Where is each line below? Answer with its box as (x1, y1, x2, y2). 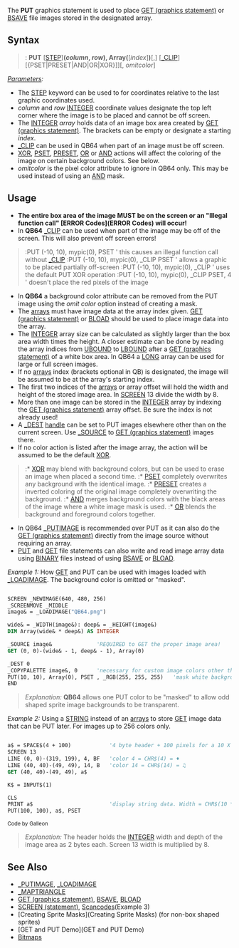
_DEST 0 (7, 660, 31, 667)
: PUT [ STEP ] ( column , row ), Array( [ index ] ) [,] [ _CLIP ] (24, 53, 180, 61)
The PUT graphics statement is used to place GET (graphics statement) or (7, 6, 225, 14)
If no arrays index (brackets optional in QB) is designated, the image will (17, 367, 229, 376)
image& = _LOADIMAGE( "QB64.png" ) (7, 608, 107, 615)
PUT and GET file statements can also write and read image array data (17, 546, 225, 555)
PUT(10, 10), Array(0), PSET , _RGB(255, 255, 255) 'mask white (7, 673, 208, 681)
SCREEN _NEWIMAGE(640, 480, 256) (7, 595, 107, 603)
